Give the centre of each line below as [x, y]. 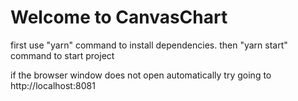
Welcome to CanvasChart [119, 17]
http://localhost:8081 [53, 85]
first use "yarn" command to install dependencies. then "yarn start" [149, 45]
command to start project [62, 55]
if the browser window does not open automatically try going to [141, 75]
